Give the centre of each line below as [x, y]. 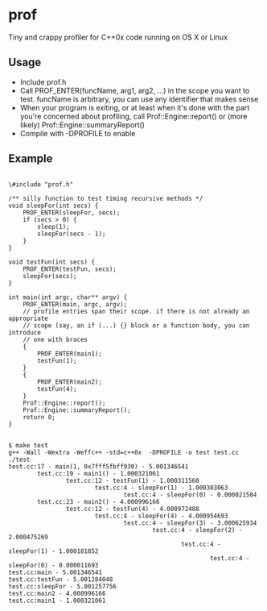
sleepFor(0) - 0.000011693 [53, 565]
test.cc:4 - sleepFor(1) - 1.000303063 [161, 488]
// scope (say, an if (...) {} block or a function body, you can [136, 325]
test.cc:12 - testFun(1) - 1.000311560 [132, 480]
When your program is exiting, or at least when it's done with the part [135, 107]
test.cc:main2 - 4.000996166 [57, 593]
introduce [25, 332]
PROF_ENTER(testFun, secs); [70, 269]
